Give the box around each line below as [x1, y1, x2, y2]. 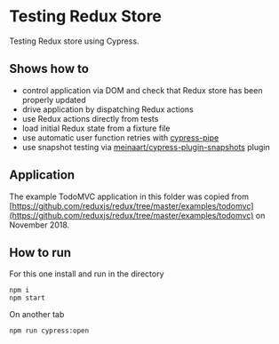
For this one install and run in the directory [9, 268, 164, 279]
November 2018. [9, 220, 70, 230]
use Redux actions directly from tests [21, 113, 159, 124]
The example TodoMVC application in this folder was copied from [9, 191, 249, 202]
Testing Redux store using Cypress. [9, 36, 139, 46]
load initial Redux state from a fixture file [21, 123, 171, 133]
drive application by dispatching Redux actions [21, 104, 194, 115]
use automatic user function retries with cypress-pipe [21, 132, 219, 143]
